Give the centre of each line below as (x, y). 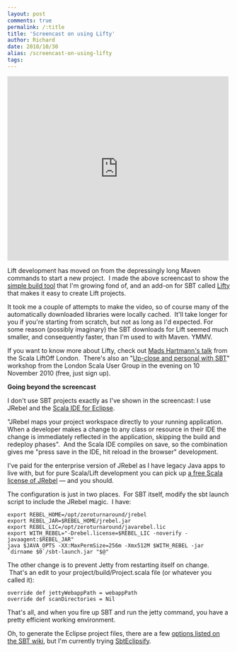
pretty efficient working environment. (62, 619)
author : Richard (31, 40)
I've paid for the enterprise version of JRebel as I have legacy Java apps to (116, 465)
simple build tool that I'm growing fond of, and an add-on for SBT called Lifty (118, 285)
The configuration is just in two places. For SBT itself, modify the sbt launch (118, 494)
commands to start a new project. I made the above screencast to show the (118, 278)
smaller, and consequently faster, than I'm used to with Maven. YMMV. (110, 337)
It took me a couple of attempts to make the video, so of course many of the (118, 307)
